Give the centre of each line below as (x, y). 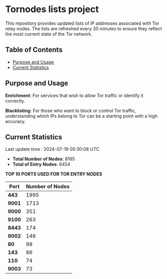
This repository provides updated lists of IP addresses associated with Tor (82, 23)
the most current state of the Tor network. (49, 34)
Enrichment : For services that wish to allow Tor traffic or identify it (74, 95)
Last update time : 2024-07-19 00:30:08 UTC (52, 149)
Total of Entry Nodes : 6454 (41, 164)
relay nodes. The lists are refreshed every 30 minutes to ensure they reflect (84, 28)
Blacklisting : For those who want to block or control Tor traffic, (71, 110)
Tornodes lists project (52, 9)
